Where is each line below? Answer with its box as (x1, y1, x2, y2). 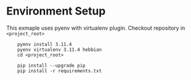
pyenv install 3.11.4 (17, 41, 72, 47)
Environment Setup (6, 4, 106, 18)
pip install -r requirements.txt (17, 68, 102, 74)
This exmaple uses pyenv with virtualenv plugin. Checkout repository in (6, 24, 186, 32)
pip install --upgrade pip (17, 62, 86, 68)
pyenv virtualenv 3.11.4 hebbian (17, 47, 102, 53)
